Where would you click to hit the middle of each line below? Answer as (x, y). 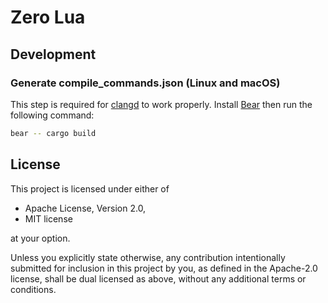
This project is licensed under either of (90, 188)
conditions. (33, 289)
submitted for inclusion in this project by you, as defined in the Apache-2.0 (164, 268)
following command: (52, 115)
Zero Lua (48, 17)
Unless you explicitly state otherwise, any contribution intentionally (148, 257)
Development (53, 54)
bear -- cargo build (53, 133)
